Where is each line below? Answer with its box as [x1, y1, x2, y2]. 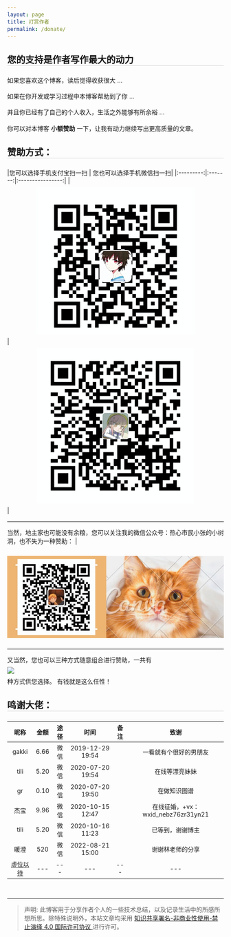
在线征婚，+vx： [152, 803, 199, 811]
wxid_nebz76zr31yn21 [142, 810, 210, 819]
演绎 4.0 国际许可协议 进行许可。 [30, 923, 123, 931]
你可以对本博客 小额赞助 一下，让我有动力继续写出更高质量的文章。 [7, 124, 197, 132]
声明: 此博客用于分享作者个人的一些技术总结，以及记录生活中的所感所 [23, 905, 221, 914]
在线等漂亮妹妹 [154, 768, 197, 776]
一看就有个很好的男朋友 [142, 748, 210, 756]
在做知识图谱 [157, 787, 195, 795]
